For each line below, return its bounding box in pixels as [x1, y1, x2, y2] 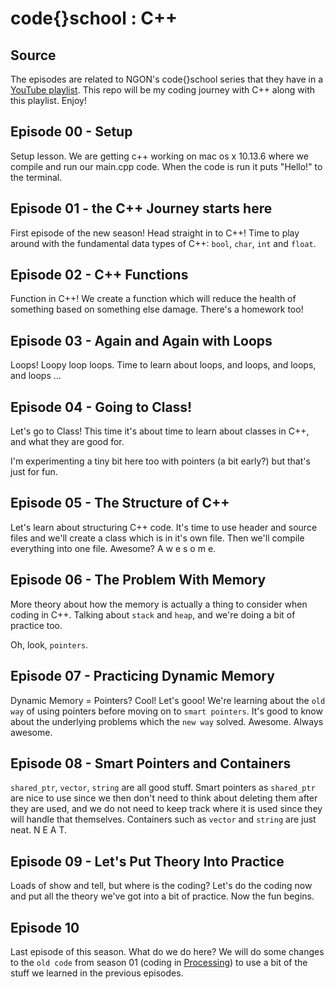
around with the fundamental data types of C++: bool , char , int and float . [10, 237, 317, 249]
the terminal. [10, 171, 63, 183]
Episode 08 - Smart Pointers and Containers [10, 755, 292, 772]
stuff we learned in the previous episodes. [10, 967, 184, 979]
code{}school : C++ [10, 7, 178, 30]
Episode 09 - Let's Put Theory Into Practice [10, 853, 285, 870]
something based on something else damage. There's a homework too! [10, 303, 304, 316]
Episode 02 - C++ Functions [10, 267, 189, 284]
